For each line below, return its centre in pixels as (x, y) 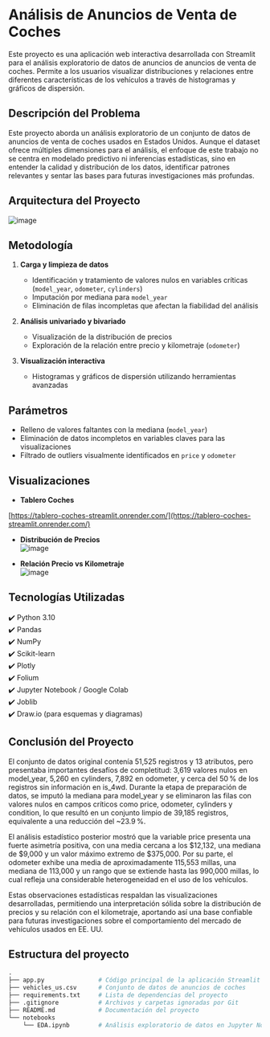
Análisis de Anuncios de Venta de (123, 15)
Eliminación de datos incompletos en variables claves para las (123, 439)
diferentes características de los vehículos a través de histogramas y (122, 80)
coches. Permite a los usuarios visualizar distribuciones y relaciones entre (131, 71)
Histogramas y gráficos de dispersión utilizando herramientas (134, 377)
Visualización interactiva (63, 361)
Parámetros (38, 410)
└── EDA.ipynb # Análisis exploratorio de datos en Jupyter (138, 1025)
